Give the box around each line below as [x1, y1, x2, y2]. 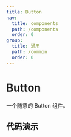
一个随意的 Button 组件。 [6, 102, 69, 109]
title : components [12, 20, 59, 26]
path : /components [12, 26, 59, 32]
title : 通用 [12, 43, 41, 50]
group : [6, 37, 23, 43]
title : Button [6, 9, 42, 15]
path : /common [12, 49, 47, 55]
